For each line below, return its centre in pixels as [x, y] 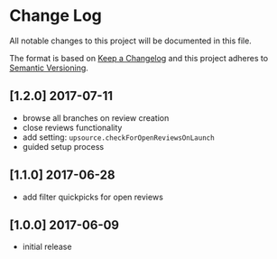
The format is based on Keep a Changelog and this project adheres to [139, 58]
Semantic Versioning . [49, 68]
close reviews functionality [72, 127]
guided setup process [63, 146]
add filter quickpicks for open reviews [93, 197]
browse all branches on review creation [96, 117]
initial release [47, 247]
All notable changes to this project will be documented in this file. [131, 41]
